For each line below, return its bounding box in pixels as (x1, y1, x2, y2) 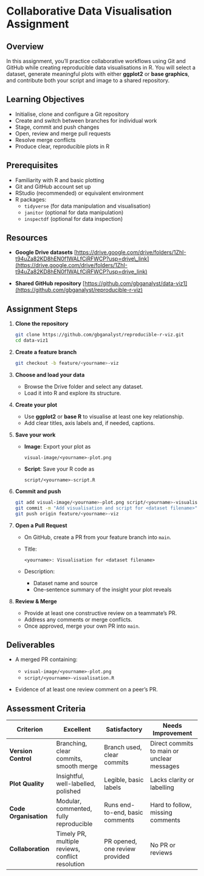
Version (9, 747, 33, 755)
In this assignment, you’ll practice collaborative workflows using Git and (6, 58, 186, 64)
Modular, (56, 797, 82, 806)
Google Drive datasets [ (15, 249, 76, 256)
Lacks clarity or (150, 776, 194, 784)
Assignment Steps (6, 304, 78, 314)
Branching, (56, 739, 87, 748)
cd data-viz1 (15, 338, 49, 344)
